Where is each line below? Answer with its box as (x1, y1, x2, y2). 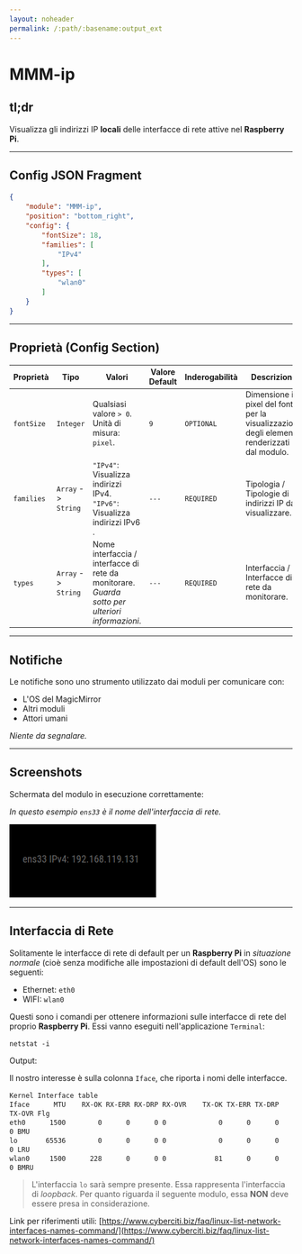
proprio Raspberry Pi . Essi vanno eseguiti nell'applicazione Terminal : (9, 1021, 265, 1031)
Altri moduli (22, 704, 66, 714)
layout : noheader (9, 14, 75, 23)
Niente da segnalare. (9, 731, 87, 741)
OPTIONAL (184, 420, 218, 429)
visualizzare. (245, 507, 292, 518)
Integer (57, 420, 85, 429)
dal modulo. (245, 447, 289, 458)
